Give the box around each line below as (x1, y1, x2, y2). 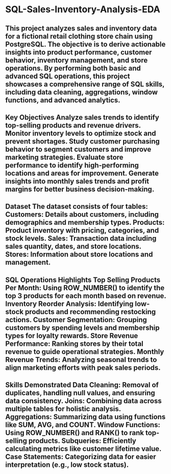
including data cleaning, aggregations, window (5, 88, 158, 97)
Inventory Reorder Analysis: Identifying (5, 299, 134, 308)
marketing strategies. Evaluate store (5, 153, 124, 161)
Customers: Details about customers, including (5, 210, 159, 219)
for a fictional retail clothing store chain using (5, 32, 153, 40)
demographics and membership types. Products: (5, 218, 165, 227)
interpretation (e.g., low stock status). (5, 461, 129, 469)
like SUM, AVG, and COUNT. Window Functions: (5, 420, 161, 430)
